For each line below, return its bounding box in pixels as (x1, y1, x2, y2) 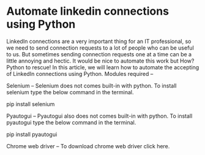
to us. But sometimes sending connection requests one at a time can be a (6, 50, 192, 58)
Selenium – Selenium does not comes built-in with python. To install (6, 81, 177, 89)
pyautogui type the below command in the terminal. (6, 118, 136, 126)
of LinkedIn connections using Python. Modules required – (6, 70, 154, 77)
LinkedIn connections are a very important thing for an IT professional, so (6, 37, 192, 45)
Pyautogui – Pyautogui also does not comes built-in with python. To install (6, 112, 193, 119)
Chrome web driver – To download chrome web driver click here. (6, 142, 170, 149)
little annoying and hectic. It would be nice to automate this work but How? (6, 57, 195, 64)
